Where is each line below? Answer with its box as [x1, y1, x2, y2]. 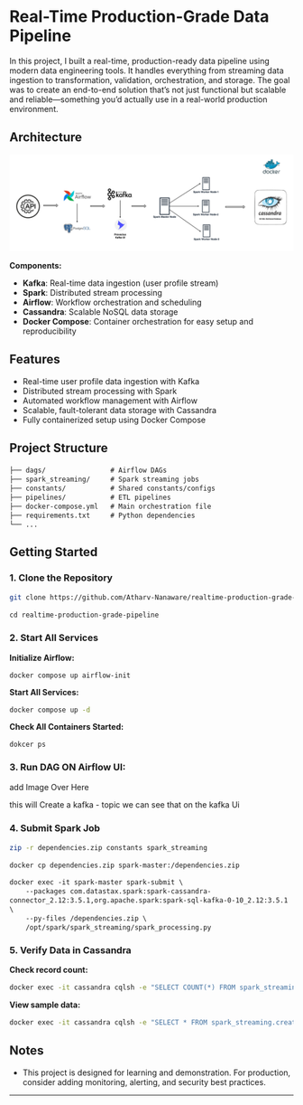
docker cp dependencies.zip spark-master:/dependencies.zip [9, 861, 241, 870]
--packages [25, 886, 67, 896]
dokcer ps [9, 740, 47, 750]
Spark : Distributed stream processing [22, 288, 162, 298]
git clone [9, 593, 47, 602]
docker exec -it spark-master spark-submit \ [9, 877, 183, 887]
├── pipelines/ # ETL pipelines [9, 493, 171, 502]
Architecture [9, 129, 83, 146]
